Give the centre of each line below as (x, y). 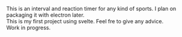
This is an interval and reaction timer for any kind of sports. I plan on (91, 9)
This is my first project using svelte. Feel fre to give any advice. (85, 21)
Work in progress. (28, 27)
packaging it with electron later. (45, 15)
